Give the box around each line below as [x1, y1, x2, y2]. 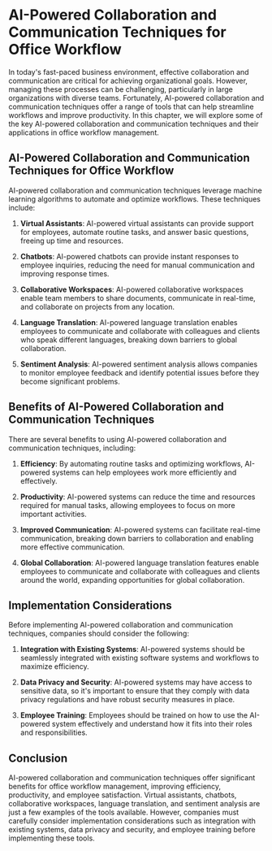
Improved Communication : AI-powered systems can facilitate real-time [19, 524, 261, 534]
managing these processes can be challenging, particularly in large [8, 84, 233, 94]
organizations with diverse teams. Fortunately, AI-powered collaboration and [8, 93, 265, 102]
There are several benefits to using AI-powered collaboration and [8, 434, 227, 444]
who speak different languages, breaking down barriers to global [19, 335, 238, 345]
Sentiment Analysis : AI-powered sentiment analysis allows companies [19, 359, 258, 369]
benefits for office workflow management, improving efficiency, [8, 782, 222, 792]
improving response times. [19, 268, 110, 278]
